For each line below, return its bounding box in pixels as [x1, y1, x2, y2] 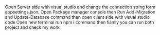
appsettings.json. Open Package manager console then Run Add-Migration [5, 9, 156, 15]
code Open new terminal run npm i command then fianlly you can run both [5, 19, 154, 25]
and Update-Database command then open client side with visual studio [5, 14, 150, 20]
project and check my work [5, 24, 60, 30]
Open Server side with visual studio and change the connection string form [5, 4, 156, 10]
